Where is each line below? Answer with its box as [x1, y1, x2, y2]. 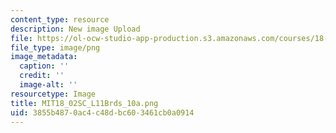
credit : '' [19, 71, 65, 81]
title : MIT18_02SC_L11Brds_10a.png [10, 98, 159, 108]
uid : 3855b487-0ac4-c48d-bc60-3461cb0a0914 [10, 107, 195, 118]
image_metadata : [10, 52, 78, 62]
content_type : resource [10, 14, 110, 25]
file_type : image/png [10, 42, 101, 53]
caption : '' [19, 61, 70, 71]
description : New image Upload [10, 24, 141, 34]
